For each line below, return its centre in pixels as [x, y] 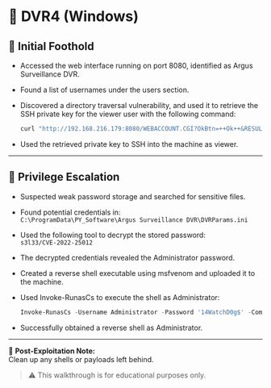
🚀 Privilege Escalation [64, 177]
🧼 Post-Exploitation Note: [52, 351]
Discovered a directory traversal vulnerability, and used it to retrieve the [139, 105]
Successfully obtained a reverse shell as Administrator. [111, 328]
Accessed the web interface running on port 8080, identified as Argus [136, 65]
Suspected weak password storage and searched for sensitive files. [133, 196]
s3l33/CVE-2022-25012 [56, 242]
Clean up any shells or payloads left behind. [81, 359]
